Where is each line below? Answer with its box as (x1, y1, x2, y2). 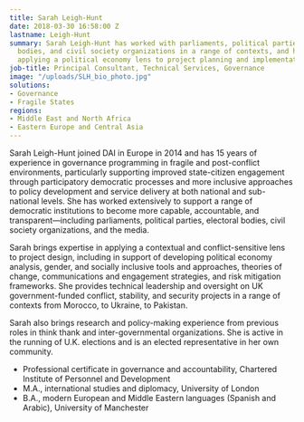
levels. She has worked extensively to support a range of (40, 196, 253, 206)
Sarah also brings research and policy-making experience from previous (9, 318, 279, 328)
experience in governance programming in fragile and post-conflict (9, 158, 261, 168)
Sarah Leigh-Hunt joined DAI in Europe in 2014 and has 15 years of (9, 148, 258, 158)
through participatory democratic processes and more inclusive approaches (9, 177, 293, 187)
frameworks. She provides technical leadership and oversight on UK (9, 281, 264, 291)
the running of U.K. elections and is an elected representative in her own (9, 337, 280, 347)
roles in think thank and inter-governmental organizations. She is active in (9, 327, 283, 338)
